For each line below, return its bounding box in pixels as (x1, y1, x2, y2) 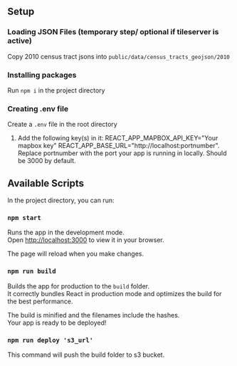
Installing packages (7, 70, 77, 80)
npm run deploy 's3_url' (7, 336, 94, 344)
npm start (7, 214, 41, 222)
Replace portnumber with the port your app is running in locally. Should (17, 149, 227, 157)
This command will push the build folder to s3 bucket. (7, 350, 165, 359)
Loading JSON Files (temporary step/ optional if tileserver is (7, 27, 219, 37)
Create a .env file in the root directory (7, 120, 117, 129)
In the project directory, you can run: (7, 196, 115, 205)
